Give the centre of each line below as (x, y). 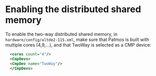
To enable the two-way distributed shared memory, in (61, 34)
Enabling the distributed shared (73, 9)
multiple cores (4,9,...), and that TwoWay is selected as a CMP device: (78, 45)
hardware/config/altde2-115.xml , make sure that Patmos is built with (77, 40)
